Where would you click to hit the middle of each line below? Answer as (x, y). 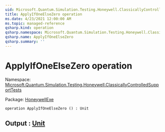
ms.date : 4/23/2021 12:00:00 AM (38, 19)
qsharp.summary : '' (25, 42)
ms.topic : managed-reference (35, 23)
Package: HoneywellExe (29, 99)
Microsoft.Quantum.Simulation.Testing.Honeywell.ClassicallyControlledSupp (82, 84)
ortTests (14, 90)
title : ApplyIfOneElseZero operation (44, 14)
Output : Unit (25, 123)
